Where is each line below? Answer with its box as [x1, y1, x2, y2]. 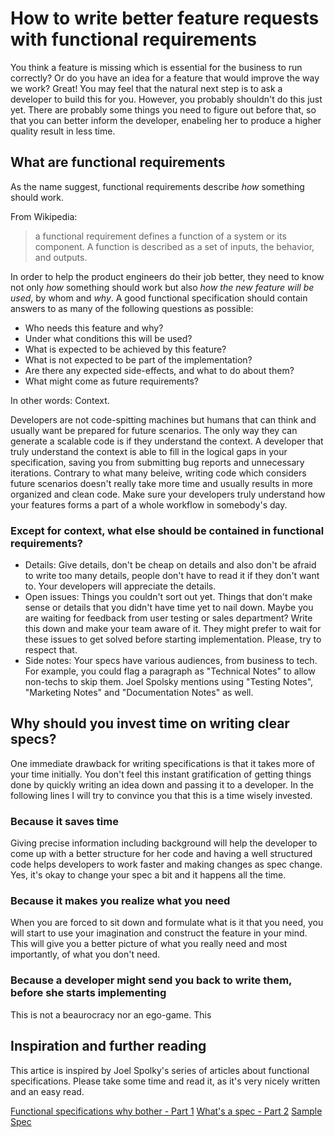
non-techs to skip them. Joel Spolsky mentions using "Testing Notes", [24, 676, 314, 688]
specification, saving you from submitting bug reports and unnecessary [10, 456, 305, 468]
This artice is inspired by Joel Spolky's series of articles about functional [10, 1064, 310, 1076]
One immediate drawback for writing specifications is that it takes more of [10, 757, 315, 769]
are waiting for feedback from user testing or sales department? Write [24, 612, 313, 624]
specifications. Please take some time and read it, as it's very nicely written [10, 1075, 321, 1087]
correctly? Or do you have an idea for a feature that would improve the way [10, 72, 320, 84]
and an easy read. [10, 1085, 85, 1097]
